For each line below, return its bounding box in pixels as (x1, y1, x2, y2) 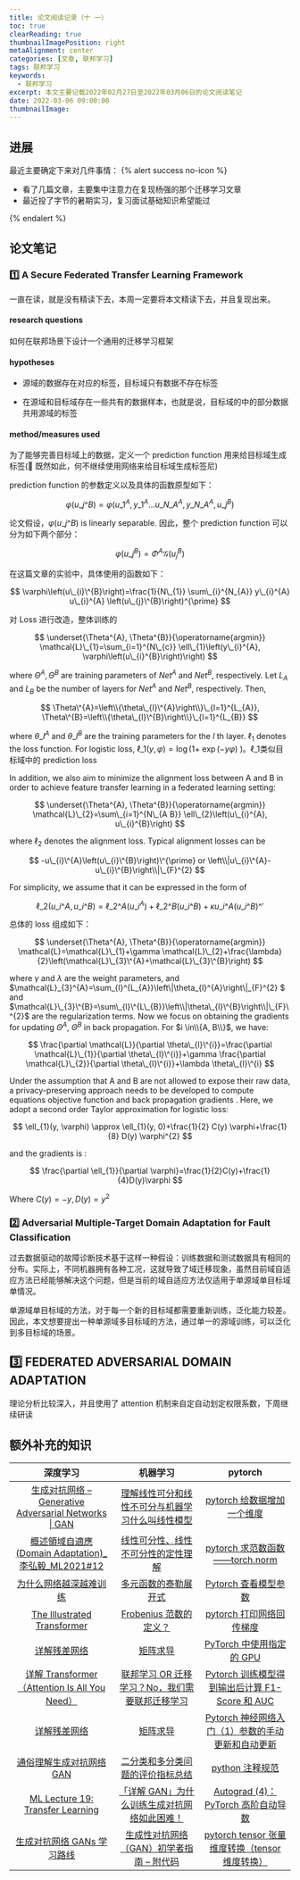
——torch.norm (212, 1553, 278, 1566)
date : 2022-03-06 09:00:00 (9, 96, 110, 105)
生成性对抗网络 (125, 1828, 189, 1841)
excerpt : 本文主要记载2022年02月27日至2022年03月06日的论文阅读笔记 (9, 87, 243, 96)
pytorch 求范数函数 (204, 1542, 286, 1554)
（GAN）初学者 (120, 1842, 185, 1854)
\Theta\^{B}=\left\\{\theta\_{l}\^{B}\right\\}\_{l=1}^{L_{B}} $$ (41, 711, 259, 723)
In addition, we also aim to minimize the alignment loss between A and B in (9, 772, 284, 783)
